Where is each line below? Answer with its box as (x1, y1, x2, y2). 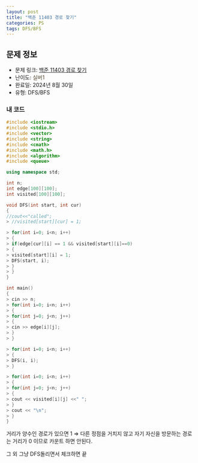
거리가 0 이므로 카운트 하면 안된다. (12, 438, 93, 445)
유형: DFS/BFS (14, 89, 50, 96)
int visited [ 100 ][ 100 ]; (6, 191, 66, 197)
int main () (6, 285, 34, 291)
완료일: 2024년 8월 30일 (14, 82, 73, 89)
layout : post (6, 8, 39, 15)
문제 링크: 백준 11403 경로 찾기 (14, 67, 87, 74)
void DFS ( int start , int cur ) (6, 202, 82, 208)
